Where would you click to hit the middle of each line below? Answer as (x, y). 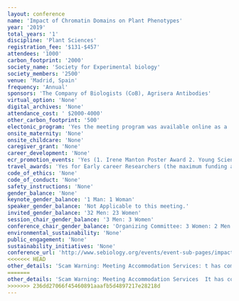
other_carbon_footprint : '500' (54, 120)
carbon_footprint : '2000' (46, 61)
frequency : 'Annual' (38, 87)
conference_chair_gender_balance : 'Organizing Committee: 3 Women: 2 (113, 226)
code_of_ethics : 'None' (43, 173)
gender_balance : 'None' (43, 193)
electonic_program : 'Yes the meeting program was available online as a (117, 127)
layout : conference (36, 14)
